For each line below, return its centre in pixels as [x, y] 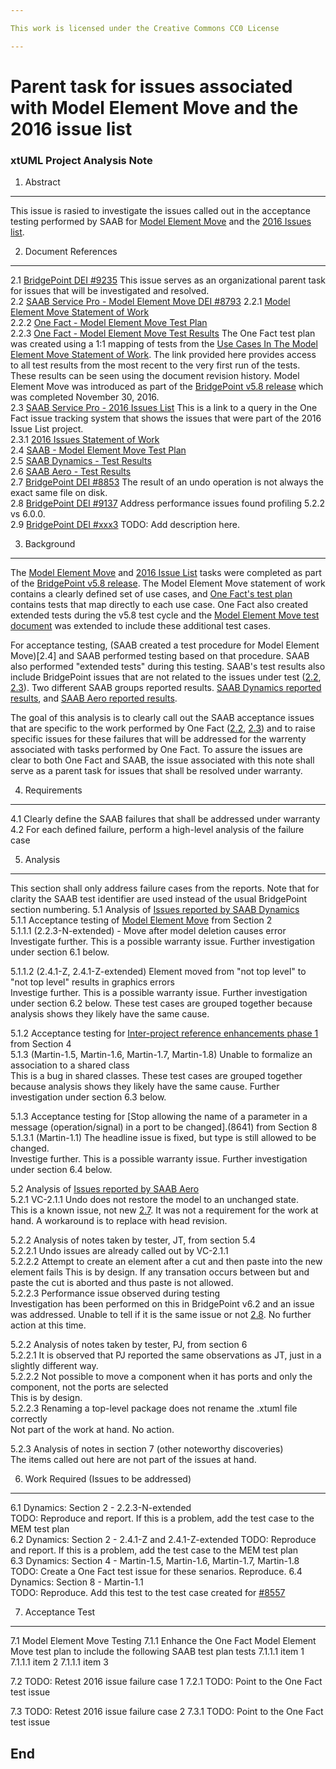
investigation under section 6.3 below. [88, 1097]
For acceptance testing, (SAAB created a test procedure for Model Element [165, 645]
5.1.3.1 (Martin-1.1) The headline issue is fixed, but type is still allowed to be [163, 1138]
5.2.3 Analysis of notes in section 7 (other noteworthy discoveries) [147, 1449]
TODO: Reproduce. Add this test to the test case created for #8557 [148, 1593]
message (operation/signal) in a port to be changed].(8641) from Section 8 [164, 1127]
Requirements [53, 790]
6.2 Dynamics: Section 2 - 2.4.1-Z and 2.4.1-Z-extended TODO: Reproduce [163, 1540]
